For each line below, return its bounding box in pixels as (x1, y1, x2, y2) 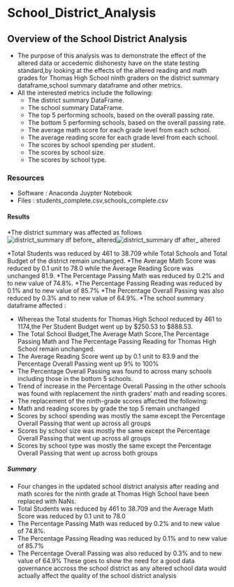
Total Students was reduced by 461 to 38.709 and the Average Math (17, 504, 214, 513)
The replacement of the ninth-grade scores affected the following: (17, 396, 208, 405)
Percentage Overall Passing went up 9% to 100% (17, 359, 159, 368)
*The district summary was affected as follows (7, 228, 142, 236)
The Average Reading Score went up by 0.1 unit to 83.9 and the (17, 352, 199, 360)
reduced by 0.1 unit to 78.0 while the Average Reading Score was (7, 264, 194, 272)
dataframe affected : (7, 301, 66, 310)
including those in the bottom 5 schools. (17, 374, 133, 382)
